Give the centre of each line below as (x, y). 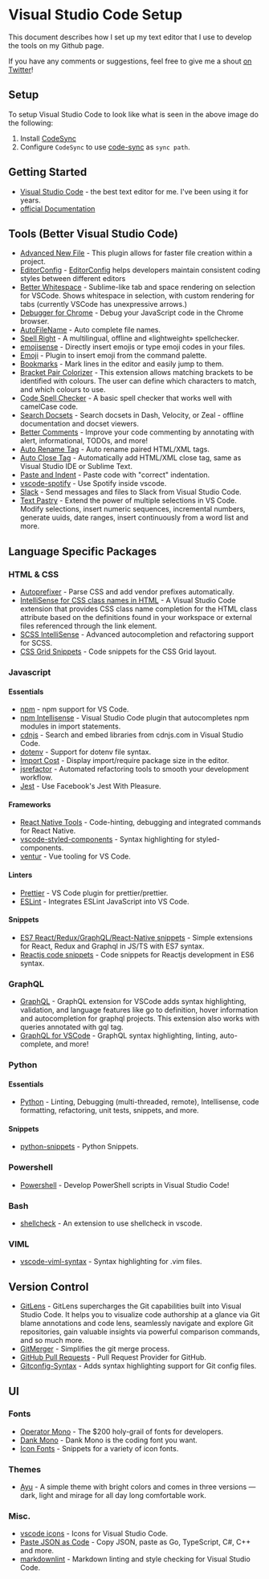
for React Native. (48, 831)
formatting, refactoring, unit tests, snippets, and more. (109, 1111)
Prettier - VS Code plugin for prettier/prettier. (94, 892)
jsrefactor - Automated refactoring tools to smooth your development (134, 769)
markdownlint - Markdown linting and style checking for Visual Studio (135, 1559)
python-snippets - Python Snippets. (79, 1147)
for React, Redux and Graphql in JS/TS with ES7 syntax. (112, 946)
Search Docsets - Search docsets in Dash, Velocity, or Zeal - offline (132, 415)
